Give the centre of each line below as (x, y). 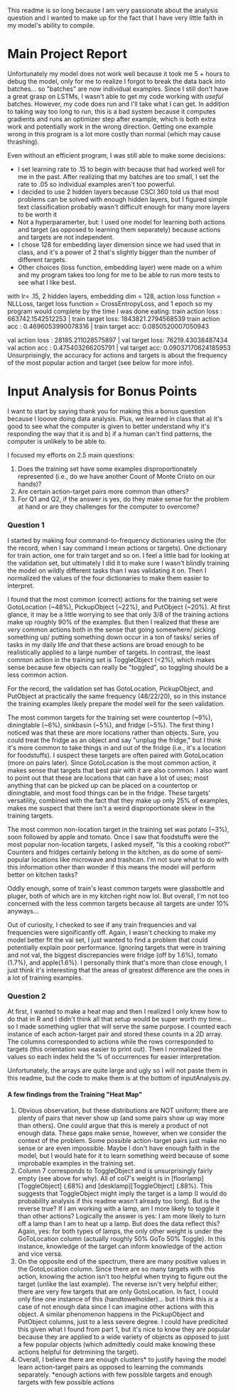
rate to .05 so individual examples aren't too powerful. (97, 184)
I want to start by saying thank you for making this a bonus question (107, 411)
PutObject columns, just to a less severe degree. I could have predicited (123, 1321)
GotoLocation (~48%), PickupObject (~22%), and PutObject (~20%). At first (119, 607)
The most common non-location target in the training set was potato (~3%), (118, 830)
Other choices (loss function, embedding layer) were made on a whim (120, 267)
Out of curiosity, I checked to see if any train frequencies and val (102, 925)
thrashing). (23, 141)
